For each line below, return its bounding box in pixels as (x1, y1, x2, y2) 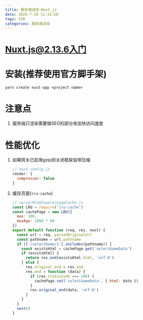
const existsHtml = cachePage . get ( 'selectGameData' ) (21, 246, 132, 251)
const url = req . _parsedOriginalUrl (17, 232, 92, 237)
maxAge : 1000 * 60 (17, 218, 55, 223)
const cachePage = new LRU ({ (12, 209, 72, 214)
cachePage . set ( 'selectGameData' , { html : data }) (34, 278, 139, 283)
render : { (12, 171, 33, 176)
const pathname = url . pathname (17, 237, 81, 242)
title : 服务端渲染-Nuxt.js (5, 7, 57, 12)
